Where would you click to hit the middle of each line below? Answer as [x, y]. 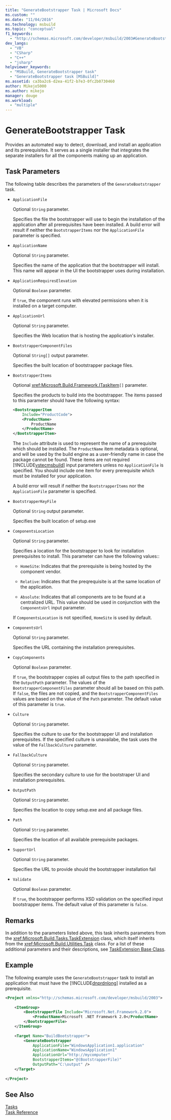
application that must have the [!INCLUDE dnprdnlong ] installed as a [76, 983]
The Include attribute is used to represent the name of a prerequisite [84, 444]
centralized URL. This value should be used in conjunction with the [90, 602]
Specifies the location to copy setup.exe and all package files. [78, 810]
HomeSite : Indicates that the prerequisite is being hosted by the [86, 566]
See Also [20, 1095]
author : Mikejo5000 [26, 86]
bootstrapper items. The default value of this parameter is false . [80, 905]
